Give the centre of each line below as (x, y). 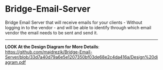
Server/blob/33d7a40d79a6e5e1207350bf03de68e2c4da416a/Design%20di (81, 57)
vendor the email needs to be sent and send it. (51, 33)
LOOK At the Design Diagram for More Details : (52, 47)
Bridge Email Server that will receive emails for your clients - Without (74, 22)
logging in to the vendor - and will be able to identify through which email (78, 27)
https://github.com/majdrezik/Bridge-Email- (49, 52)
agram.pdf (16, 62)
